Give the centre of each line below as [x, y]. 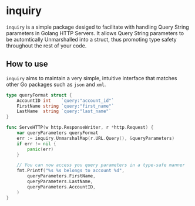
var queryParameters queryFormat [58, 133]
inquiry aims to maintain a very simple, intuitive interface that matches [92, 78]
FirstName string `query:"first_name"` [65, 106]
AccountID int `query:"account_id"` [65, 101]
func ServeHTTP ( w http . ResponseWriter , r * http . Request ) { [80, 128]
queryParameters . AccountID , [61, 187]
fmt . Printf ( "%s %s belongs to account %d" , [71, 171]
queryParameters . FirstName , [61, 176]
